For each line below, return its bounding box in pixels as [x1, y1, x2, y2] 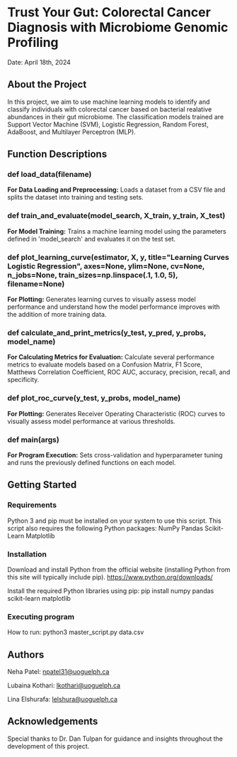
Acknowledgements [7, 715, 98, 728]
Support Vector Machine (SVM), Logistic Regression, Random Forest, [7, 120, 209, 129]
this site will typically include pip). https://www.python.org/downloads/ [7, 572, 214, 581]
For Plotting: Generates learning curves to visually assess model [7, 295, 196, 304]
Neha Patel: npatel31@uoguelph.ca [7, 668, 110, 676]
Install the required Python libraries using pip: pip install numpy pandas [7, 587, 214, 595]
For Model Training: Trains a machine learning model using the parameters [7, 227, 226, 235]
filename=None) [7, 278, 65, 288]
